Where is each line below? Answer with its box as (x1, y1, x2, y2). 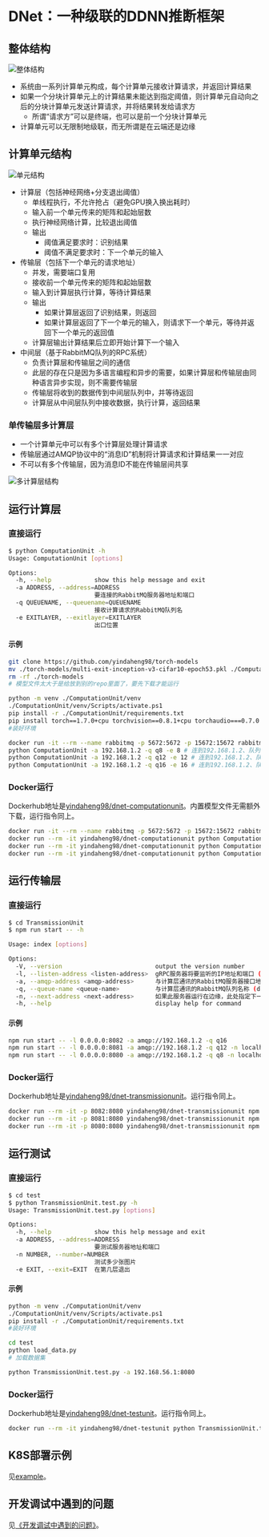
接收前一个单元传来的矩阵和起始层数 (31, 277, 152, 287)
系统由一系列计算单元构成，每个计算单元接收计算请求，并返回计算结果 (19, 82, 252, 91)
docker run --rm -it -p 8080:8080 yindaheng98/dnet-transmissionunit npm (8, 1122, 260, 1131)
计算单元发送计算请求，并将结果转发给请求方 (47, 102, 196, 111)
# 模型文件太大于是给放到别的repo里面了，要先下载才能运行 (8, 680, 179, 688)
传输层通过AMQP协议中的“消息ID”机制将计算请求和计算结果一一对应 (19, 450, 244, 459)
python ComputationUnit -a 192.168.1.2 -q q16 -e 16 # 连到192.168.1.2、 (8, 761, 256, 770)
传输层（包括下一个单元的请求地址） (19, 257, 140, 267)
